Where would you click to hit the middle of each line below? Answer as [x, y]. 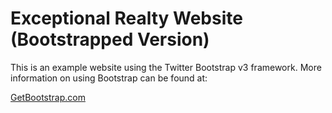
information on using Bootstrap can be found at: [109, 78]
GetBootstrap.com [48, 97]
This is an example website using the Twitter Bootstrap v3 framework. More [166, 67]
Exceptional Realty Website [126, 18]
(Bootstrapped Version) [110, 39]
